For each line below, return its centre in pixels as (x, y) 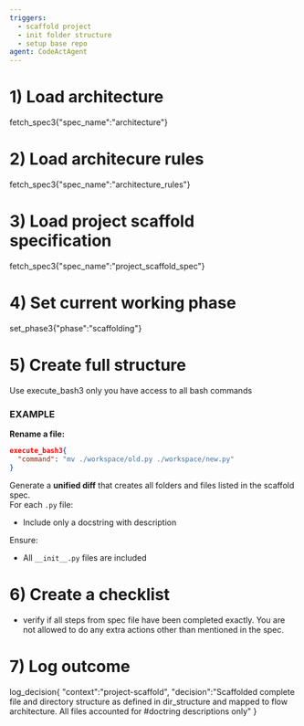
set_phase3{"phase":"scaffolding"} (76, 328)
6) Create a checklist (90, 594)
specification (61, 241)
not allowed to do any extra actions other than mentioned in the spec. (153, 629)
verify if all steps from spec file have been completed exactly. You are (154, 620)
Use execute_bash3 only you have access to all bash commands (131, 390)
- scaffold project (55, 26)
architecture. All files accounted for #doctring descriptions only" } (133, 711)
